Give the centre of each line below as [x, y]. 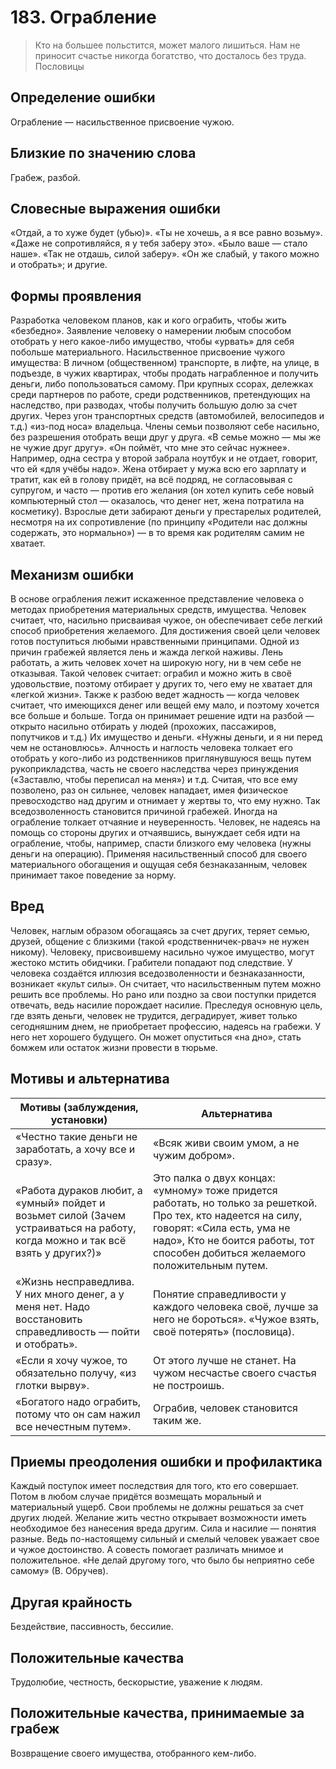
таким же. [177, 1420]
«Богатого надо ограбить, [78, 1401]
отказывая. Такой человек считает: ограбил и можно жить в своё [151, 673]
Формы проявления [76, 296]
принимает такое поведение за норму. [93, 875]
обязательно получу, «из [76, 1373]
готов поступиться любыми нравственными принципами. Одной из [155, 641]
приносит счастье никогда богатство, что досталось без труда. [170, 55]
